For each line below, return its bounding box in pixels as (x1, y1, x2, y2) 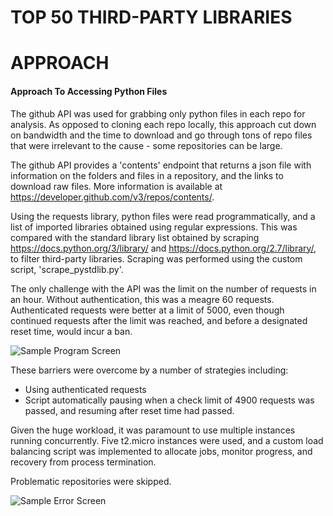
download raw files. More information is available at (10, 180, 223, 192)
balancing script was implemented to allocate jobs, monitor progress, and (10, 445, 313, 457)
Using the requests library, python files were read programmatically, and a (10, 210, 316, 222)
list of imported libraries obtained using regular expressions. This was (10, 221, 298, 233)
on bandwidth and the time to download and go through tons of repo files (10, 129, 313, 141)
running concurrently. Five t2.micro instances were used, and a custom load (10, 434, 324, 446)
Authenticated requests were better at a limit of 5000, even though (10, 304, 285, 316)
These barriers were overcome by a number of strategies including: (10, 364, 289, 376)
